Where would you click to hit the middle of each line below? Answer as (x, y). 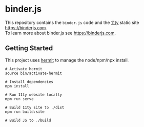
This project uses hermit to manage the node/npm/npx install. (67, 60)
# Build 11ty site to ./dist (35, 107)
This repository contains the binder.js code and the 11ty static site (72, 22)
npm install (17, 86)
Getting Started (29, 48)
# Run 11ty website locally (34, 95)
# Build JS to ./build (28, 120)
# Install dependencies (29, 82)
